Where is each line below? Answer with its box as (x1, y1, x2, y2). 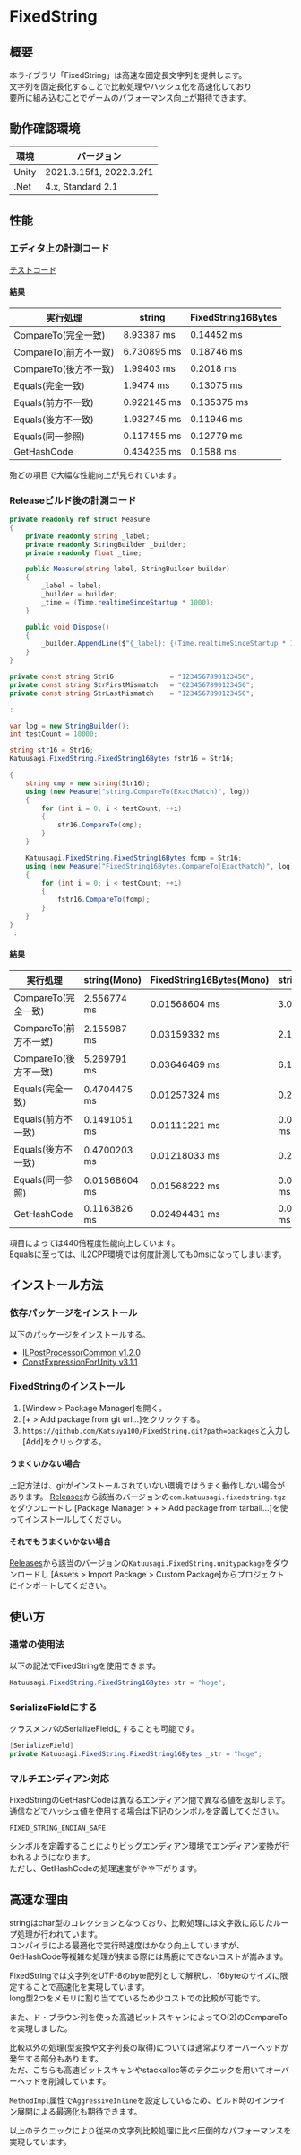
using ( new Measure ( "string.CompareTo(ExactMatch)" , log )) (25, 787, 251, 796)
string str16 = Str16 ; (9, 746, 94, 755)
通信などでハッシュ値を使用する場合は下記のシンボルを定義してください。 (9, 1806, 284, 1816)
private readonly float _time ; (25, 548, 142, 558)
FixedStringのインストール (9, 1381, 125, 1393)
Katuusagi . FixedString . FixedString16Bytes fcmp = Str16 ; (25, 853, 243, 862)
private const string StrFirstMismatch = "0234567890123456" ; (9, 680, 254, 689)
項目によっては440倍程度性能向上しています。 (9, 1237, 180, 1248)
